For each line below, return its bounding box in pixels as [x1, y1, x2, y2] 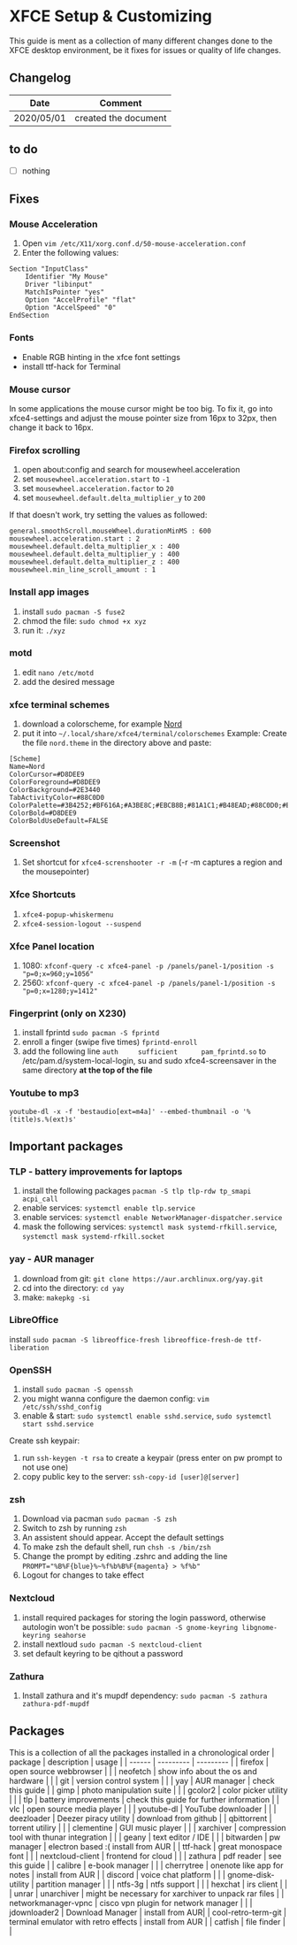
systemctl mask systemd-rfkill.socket [21, 1233, 165, 1242]
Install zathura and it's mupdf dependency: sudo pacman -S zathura [21, 1690, 268, 1701]
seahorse [54, 1631, 87, 1640]
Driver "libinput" [25, 281, 93, 289]
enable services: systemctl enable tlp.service [21, 1203, 196, 1213]
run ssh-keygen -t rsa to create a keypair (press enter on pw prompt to [21, 1453, 283, 1464]
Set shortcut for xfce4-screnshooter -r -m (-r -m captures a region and [21, 857, 283, 868]
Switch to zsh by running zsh [21, 1523, 127, 1534]
